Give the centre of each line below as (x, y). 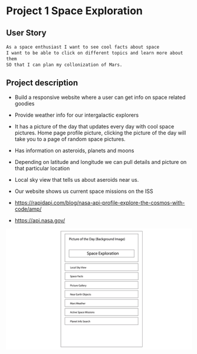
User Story (26, 33)
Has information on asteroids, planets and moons (74, 150)
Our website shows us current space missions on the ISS (84, 191)
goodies (24, 103)
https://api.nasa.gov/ (40, 220)
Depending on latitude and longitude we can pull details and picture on (101, 162)
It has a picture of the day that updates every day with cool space (94, 126)
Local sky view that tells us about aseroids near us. (77, 179)
